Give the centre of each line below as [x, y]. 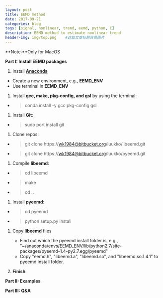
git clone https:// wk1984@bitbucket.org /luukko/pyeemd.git [85, 153]
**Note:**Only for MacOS [33, 52]
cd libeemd [36, 173]
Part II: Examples [23, 281]
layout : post [19, 10]
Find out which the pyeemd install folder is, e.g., [69, 240]
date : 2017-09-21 [23, 19]
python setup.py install [48, 221]
